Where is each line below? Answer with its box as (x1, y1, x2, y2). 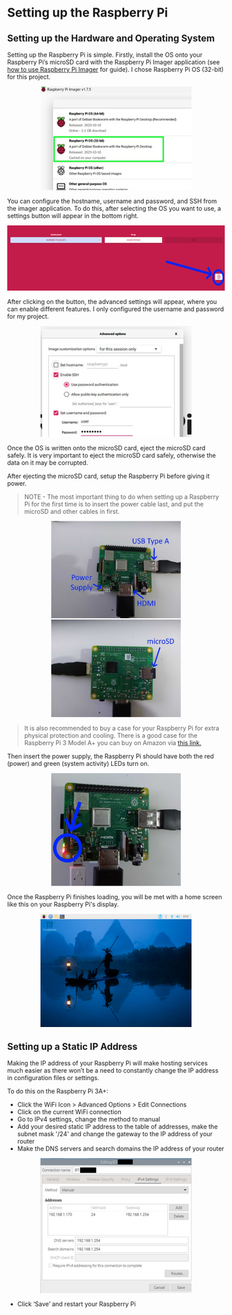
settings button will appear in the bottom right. (7, 212, 139, 220)
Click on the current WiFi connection (17, 1108, 122, 1116)
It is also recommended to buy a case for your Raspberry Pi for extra (23, 724, 220, 732)
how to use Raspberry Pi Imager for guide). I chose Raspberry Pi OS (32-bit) (7, 66, 224, 73)
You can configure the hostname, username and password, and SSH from (7, 197, 217, 205)
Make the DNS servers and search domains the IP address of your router (17, 1144, 224, 1153)
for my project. (7, 312, 50, 320)
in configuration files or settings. (7, 1074, 99, 1082)
